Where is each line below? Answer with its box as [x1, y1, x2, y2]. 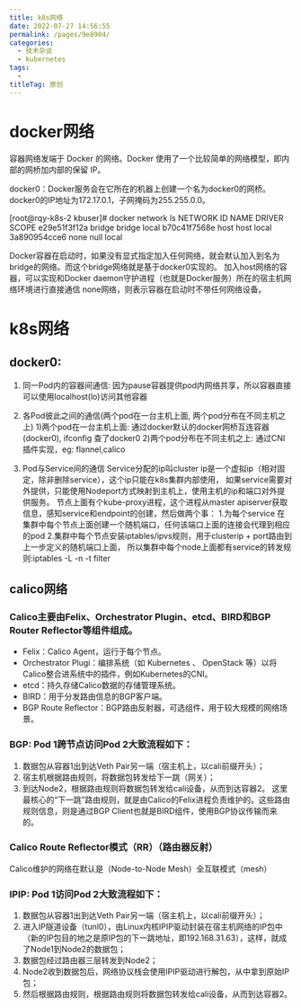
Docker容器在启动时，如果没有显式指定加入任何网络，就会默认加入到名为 [9, 250, 280, 261]
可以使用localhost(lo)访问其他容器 [22, 391, 148, 402]
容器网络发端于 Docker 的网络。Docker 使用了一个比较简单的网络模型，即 [9, 153, 282, 164]
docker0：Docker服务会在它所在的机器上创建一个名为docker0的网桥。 [9, 183, 271, 194]
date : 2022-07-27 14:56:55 [9, 22, 111, 31]
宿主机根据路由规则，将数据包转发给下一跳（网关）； [22, 772, 216, 783]
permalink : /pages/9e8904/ [9, 30, 111, 39]
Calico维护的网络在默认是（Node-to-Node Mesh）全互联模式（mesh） [9, 863, 272, 874]
